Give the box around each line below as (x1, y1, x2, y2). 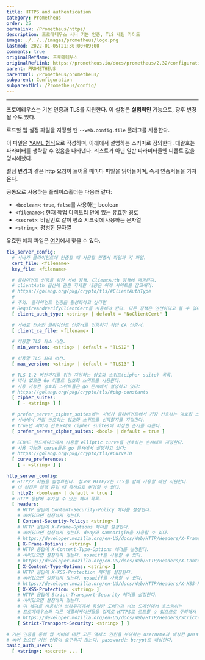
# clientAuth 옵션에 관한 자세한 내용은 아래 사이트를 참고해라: (12, 283, 154, 289)
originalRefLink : (6, 60, 51, 66)
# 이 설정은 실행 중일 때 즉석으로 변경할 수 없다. (12, 484, 121, 491)
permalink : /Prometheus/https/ (6, 26, 86, 32)
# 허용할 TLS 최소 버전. (12, 339, 66, 345)
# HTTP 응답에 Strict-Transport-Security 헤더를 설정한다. (17, 592, 157, 598)
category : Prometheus (6, 15, 62, 21)
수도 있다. (12, 113, 36, 121)
